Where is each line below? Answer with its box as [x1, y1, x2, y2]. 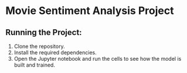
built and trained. [13, 61, 55, 68]
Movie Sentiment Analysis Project [5, 4, 174, 18]
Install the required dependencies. [13, 49, 97, 56]
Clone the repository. [13, 43, 65, 50]
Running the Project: [5, 27, 83, 37]
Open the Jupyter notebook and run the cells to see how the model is [13, 55, 182, 62]
